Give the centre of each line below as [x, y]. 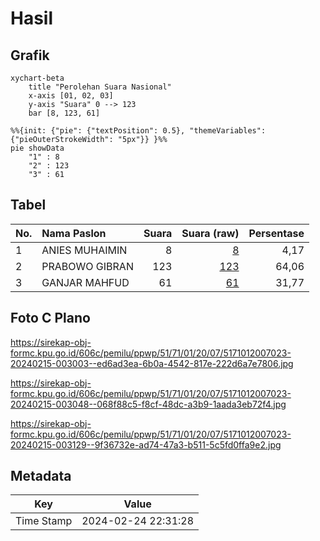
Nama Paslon [74, 233]
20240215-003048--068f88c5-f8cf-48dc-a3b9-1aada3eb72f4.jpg [148, 404]
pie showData [37, 148]
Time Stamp [44, 521]
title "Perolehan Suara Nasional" [100, 87]
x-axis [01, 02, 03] [71, 96]
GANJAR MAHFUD [85, 282]
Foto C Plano [50, 318]
